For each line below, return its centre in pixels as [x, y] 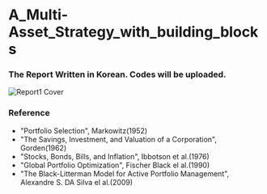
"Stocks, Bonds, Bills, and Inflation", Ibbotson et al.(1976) [115, 156]
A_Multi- [38, 15]
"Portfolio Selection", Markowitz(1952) [84, 130]
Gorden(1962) [43, 148]
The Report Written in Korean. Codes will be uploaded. [117, 74]
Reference [29, 113]
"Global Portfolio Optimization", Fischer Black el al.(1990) [115, 165]
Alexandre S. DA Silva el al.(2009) [76, 182]
